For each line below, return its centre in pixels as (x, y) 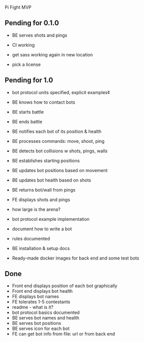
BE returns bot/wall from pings (44, 190)
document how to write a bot (42, 229)
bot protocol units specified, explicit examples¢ (61, 92)
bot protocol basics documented (46, 313)
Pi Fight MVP (18, 7)
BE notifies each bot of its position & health (57, 131)
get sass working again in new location (52, 54)
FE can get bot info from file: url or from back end (63, 334)
